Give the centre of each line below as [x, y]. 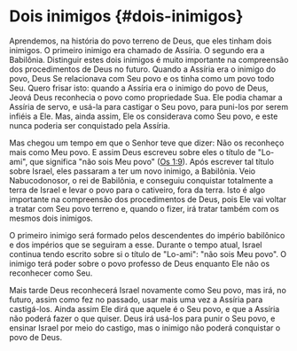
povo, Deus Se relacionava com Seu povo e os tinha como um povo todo [142, 78]
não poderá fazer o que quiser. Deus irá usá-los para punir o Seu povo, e [142, 318]
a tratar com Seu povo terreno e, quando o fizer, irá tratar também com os [144, 208]
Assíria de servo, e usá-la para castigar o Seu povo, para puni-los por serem [149, 106]
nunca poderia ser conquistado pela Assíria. [90, 125]
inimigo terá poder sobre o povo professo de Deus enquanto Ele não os [140, 263]
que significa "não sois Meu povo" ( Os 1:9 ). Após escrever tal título [152, 161]
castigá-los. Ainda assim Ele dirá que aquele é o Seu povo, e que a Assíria [145, 308]
